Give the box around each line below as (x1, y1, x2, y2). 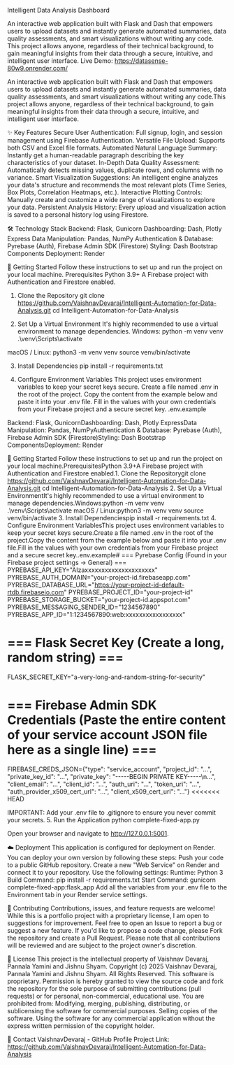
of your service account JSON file (7, 727, 207, 743)
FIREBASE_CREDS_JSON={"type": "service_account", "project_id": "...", (7, 765, 212, 773)
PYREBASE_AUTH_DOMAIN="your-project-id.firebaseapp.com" (7, 573, 191, 581)
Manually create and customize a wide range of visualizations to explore (7, 196, 215, 203)
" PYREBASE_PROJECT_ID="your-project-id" (64, 588, 193, 596)
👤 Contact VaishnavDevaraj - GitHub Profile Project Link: (7, 1035, 170, 1043)
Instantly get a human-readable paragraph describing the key (7, 151, 184, 159)
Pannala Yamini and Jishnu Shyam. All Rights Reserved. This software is (7, 969, 214, 978)
